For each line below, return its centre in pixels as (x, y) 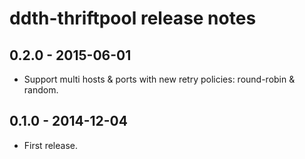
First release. (50, 145)
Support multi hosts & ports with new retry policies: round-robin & (159, 79)
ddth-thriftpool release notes (133, 18)
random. (41, 90)
